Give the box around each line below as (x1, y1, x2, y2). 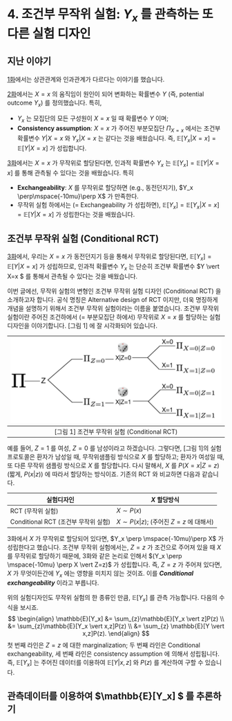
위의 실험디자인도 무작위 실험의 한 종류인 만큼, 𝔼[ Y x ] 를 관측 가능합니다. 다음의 (7, 594, 217, 603)
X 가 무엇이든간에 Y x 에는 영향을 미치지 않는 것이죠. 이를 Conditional (7, 569, 194, 579)
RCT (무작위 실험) (10, 506, 59, 515)
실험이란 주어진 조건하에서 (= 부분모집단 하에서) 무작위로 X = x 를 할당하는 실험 (7, 312, 221, 321)
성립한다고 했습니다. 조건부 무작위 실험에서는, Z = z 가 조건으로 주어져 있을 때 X (7, 543, 222, 551)
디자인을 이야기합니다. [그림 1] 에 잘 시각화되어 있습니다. (7, 321, 157, 330)
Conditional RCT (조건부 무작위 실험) (10, 517, 111, 526)
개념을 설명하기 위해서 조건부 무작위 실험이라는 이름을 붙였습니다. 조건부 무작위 (7, 304, 220, 312)
